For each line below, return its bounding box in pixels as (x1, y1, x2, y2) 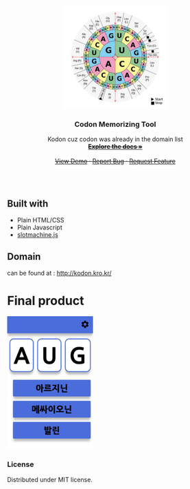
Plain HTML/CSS (16, 216, 64, 225)
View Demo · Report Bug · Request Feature (54, 157, 176, 165)
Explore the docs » (88, 143, 143, 151)
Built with (7, 198, 49, 209)
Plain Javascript (16, 223, 63, 231)
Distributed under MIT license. (7, 475, 93, 483)
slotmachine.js (16, 231, 58, 239)
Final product (7, 293, 84, 309)
